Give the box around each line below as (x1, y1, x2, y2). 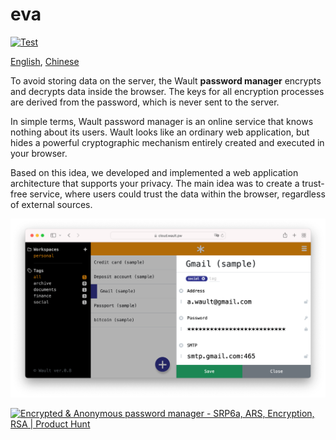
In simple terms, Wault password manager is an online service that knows (10, 115, 314, 127)
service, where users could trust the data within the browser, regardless (29, 188, 326, 200)
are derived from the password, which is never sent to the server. (10, 96, 280, 108)
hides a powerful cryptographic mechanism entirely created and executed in (10, 136, 325, 148)
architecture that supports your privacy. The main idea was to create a (10, 177, 300, 189)
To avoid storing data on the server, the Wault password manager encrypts (10, 74, 322, 87)
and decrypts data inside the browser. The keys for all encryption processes (10, 85, 325, 97)
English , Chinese (10, 55, 80, 67)
